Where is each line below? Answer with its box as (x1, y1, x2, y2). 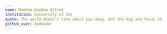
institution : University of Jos (5, 12, 72, 17)
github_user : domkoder (5, 21, 52, 26)
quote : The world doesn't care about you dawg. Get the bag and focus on (5, 16, 162, 21)
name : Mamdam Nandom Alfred (5, 7, 64, 12)
